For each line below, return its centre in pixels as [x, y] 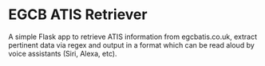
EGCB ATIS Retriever [78, 15]
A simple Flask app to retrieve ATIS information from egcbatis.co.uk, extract [133, 37]
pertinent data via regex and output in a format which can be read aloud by [132, 45]
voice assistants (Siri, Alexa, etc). [63, 53]
